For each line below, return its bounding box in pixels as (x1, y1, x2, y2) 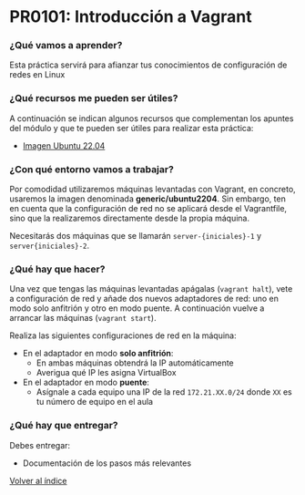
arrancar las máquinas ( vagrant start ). (9, 313, 157, 324)
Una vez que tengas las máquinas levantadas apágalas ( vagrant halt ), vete (9, 284, 293, 294)
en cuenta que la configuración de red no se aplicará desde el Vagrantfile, (9, 203, 288, 214)
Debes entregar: (9, 439, 71, 450)
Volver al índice (9, 475, 67, 486)
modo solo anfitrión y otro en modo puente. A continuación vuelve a (9, 303, 265, 314)
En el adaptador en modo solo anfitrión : (22, 348, 174, 359)
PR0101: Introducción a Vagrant (9, 6, 252, 27)
